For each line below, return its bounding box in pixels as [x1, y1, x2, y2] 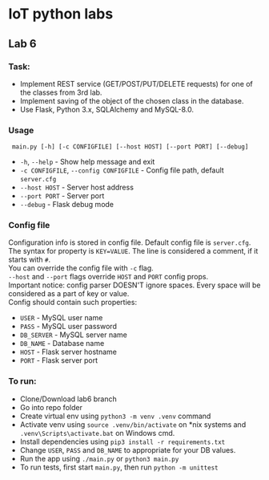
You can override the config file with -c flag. [8, 263, 154, 273]
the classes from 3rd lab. [19, 87, 102, 97]
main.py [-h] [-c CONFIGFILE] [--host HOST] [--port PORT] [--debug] [11, 143, 249, 151]
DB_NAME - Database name [19, 339, 105, 348]
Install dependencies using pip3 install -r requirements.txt [19, 437, 226, 446]
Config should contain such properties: [8, 298, 138, 307]
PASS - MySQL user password [19, 322, 118, 332]
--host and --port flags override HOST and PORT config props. [8, 272, 209, 282]
